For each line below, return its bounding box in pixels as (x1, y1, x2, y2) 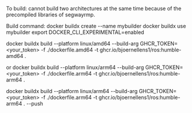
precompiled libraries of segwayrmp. (6, 11, 96, 18)
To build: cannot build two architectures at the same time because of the (6, 5, 182, 12)
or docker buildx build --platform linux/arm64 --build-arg (6, 64, 144, 71)
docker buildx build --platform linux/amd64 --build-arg (6, 40, 139, 47)
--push (26, 100, 43, 107)
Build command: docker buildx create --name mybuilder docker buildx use (6, 23, 186, 29)
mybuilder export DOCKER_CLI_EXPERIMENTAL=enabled (6, 29, 144, 36)
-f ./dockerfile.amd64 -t (41, 46, 99, 53)
